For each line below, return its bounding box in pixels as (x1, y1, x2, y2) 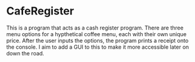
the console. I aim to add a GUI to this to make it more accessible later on (6, 43, 190, 51)
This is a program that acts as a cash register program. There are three (6, 24, 184, 31)
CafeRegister (6, 4, 74, 18)
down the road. (6, 49, 44, 57)
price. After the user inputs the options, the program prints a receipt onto (6, 37, 189, 44)
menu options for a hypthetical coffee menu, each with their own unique (6, 30, 187, 37)
